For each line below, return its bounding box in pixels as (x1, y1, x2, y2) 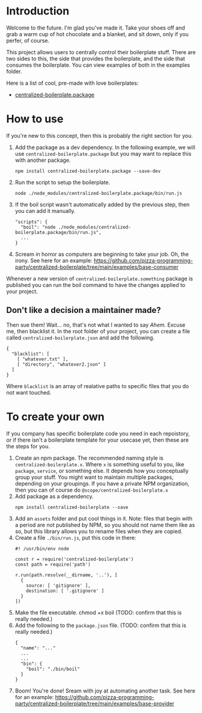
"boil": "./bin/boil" (26, 666, 80, 672)
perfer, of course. (6, 37, 50, 44)
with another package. (14, 156, 71, 164)
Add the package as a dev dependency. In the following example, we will (14, 143, 195, 151)
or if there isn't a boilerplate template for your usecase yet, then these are (6, 436, 189, 443)
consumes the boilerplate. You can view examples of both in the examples (6, 61, 191, 69)
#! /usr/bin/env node (14, 546, 69, 552)
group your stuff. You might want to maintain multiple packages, (14, 474, 174, 481)
